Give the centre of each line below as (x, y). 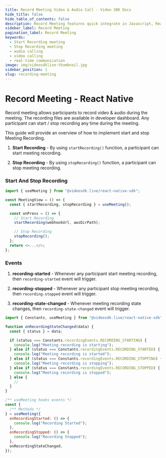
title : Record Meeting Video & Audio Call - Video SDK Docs (68, 10)
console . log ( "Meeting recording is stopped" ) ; (63, 373)
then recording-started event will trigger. (54, 279)
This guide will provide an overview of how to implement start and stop (77, 132)
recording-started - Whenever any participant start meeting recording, (85, 274)
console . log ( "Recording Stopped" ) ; (51, 437)
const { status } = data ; (36, 331)
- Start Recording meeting (37, 42)
